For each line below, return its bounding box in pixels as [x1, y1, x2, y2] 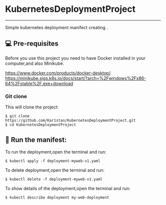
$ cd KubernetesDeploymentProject [5, 122, 77, 127]
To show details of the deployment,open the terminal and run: [5, 185, 131, 191]
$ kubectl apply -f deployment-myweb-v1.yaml [5, 158, 100, 163]
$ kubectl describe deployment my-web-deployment [5, 195, 110, 200]
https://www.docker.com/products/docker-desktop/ [5, 70, 111, 76]
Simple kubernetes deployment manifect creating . [5, 24, 108, 30]
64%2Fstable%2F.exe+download [5, 80, 73, 86]
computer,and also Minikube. [5, 60, 64, 66]
